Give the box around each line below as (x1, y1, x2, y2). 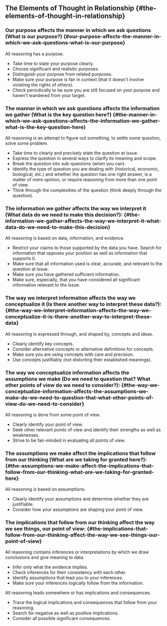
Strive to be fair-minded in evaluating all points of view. (12, 437, 126, 443)
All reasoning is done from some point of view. (5, 411, 101, 417)
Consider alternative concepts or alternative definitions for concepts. (12, 346, 155, 352)
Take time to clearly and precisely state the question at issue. (12, 150, 139, 156)
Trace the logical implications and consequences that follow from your (12, 599, 157, 605)
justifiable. (12, 501, 34, 507)
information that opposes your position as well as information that (12, 250, 148, 256)
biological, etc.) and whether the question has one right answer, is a (12, 171, 152, 177)
